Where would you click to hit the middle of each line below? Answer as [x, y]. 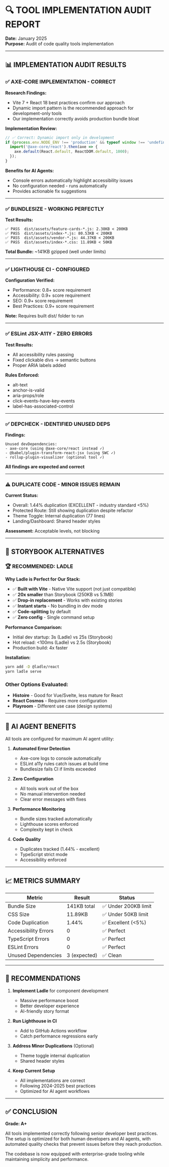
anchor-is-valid [28, 390]
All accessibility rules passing [43, 354]
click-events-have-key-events [44, 401]
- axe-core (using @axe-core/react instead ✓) [55, 449]
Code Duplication [28, 922]
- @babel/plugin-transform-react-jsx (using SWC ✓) [60, 453]
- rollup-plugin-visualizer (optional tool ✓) [55, 458]
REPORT [23, 24]
